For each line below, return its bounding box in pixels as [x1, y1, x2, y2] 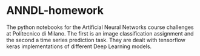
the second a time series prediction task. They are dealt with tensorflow [6, 36, 186, 43]
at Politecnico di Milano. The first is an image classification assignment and [6, 30, 194, 37]
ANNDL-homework [6, 4, 104, 17]
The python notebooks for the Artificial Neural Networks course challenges [6, 23, 194, 31]
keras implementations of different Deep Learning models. [6, 43, 152, 50]
